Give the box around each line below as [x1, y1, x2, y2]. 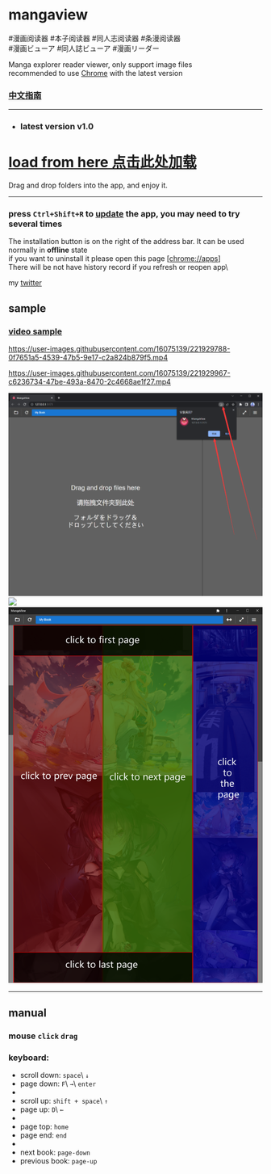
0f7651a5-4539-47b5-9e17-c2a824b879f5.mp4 [8, 353, 168, 363]
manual [8, 1006, 47, 1020]
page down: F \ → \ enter [19, 1079, 97, 1088]
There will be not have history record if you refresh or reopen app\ [8, 263, 228, 272]
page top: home [19, 1121, 69, 1132]
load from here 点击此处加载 [8, 154, 197, 171]
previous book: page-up [19, 1156, 98, 1166]
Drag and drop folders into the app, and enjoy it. [8, 180, 168, 191]
